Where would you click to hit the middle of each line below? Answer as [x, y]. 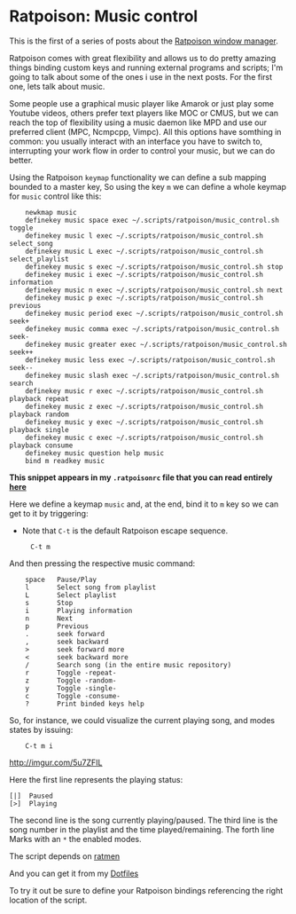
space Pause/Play [61, 579]
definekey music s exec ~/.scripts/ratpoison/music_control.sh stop [154, 267]
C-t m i [39, 746]
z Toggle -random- [71, 681]
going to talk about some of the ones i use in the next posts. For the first [141, 76]
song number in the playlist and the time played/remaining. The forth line [142, 829]
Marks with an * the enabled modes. [75, 839]
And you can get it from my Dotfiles [74, 873]
